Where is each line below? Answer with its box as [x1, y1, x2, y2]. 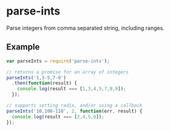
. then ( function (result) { [12, 80, 78, 86]
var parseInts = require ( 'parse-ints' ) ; [6, 58, 110, 64]
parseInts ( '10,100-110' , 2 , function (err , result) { [6, 108, 143, 114]
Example [6, 42, 40, 52]
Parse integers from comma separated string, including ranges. [6, 24, 165, 32]
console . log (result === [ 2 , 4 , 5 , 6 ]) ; [12, 113, 104, 119]
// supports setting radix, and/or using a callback [6, 102, 143, 109]
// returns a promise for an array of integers [6, 69, 129, 75]
